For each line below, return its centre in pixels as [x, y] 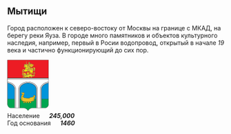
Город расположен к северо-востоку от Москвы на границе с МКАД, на [114, 28]
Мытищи [27, 11]
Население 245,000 [41, 116]
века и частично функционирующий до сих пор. [78, 50]
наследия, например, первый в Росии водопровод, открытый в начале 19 [116, 42]
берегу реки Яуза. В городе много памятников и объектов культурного [112, 35]
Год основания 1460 [41, 123]
